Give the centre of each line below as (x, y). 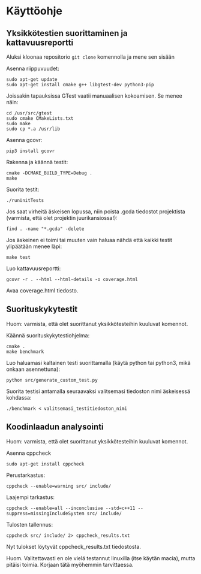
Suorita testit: (23, 189)
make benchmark (25, 352)
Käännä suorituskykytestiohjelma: (48, 335)
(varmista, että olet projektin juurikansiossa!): (62, 218)
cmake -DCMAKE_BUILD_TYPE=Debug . (49, 173)
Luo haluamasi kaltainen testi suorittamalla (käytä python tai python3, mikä (98, 362)
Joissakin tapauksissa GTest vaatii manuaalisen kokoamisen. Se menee (94, 96)
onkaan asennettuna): (33, 369)
